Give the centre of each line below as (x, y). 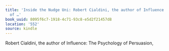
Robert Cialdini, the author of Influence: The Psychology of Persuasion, (79, 43)
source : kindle (21, 29)
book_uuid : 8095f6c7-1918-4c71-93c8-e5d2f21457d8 (59, 19)
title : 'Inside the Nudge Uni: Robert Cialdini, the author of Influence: (86, 10)
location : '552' (22, 24)
